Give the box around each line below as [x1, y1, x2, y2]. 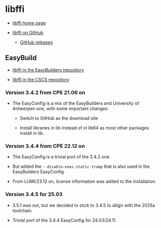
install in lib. [19, 130, 44, 136]
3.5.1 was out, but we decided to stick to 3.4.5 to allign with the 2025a [12, 202, 156, 208]
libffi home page [12, 20, 46, 26]
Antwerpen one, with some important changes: [12, 106, 109, 112]
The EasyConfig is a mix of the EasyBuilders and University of [12, 101, 139, 107]
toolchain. [12, 208, 33, 214]
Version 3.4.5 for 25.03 [5, 191, 63, 198]
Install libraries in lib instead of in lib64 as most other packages [19, 125, 149, 131]
